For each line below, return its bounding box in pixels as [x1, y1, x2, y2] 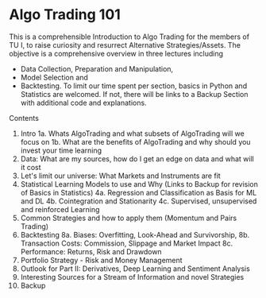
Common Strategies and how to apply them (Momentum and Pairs [20, 213, 237, 223]
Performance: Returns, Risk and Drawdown [20, 246, 162, 256]
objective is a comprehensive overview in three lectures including [9, 48, 224, 58]
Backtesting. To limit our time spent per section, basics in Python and [20, 81, 248, 91]
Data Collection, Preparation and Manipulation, [20, 64, 174, 73]
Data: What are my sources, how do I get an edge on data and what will [20, 153, 255, 164]
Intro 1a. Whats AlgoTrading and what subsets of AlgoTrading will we [20, 129, 245, 138]
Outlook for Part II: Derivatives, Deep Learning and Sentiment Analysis [20, 264, 251, 273]
